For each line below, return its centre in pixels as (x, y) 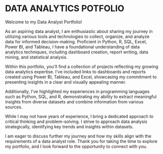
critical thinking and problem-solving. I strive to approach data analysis (76, 121)
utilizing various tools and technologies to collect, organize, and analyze (77, 36)
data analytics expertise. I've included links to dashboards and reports (75, 71)
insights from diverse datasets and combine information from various (74, 102)
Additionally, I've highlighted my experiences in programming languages (77, 91)
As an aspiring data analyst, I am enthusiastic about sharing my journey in (79, 31)
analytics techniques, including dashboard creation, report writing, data (77, 52)
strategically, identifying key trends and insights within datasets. (69, 126)
